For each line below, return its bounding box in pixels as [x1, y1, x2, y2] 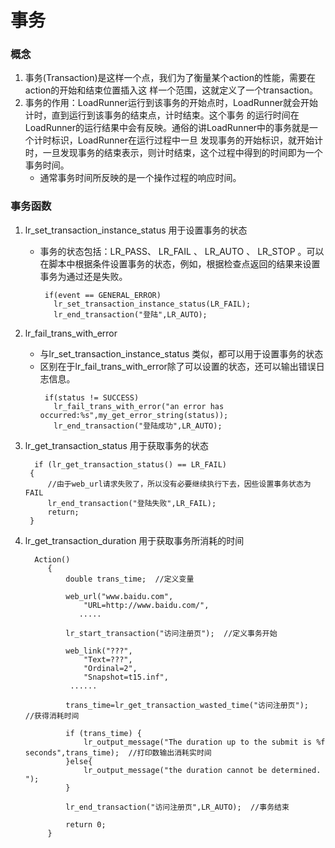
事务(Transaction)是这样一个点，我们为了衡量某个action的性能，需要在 [24, 72, 317, 84]
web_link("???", [65, 646, 133, 656]
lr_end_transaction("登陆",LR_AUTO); [53, 309, 208, 320]
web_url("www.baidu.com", [65, 591, 174, 601]
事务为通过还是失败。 [39, 270, 128, 282]
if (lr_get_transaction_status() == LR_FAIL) [34, 459, 227, 470]
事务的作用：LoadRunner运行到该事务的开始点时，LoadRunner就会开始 [24, 97, 319, 109]
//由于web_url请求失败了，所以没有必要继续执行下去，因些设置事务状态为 [47, 479, 312, 489]
